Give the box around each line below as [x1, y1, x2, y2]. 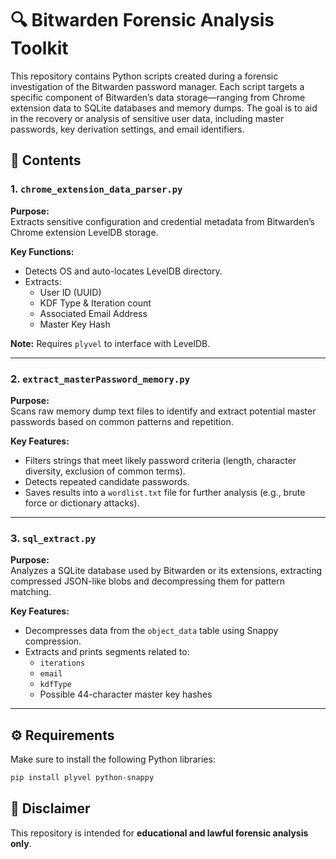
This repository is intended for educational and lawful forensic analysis [10, 827, 309, 839]
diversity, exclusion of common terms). [24, 465, 186, 477]
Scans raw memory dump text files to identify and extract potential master [10, 405, 317, 417]
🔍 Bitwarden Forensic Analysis [10, 9, 275, 32]
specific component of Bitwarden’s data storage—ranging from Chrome [10, 91, 306, 103]
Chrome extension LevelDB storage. [10, 226, 159, 238]
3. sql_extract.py [10, 531, 97, 545]
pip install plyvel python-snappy [10, 773, 155, 783]
